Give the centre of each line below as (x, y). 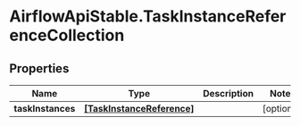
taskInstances (45, 109)
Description (229, 93)
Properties (39, 68)
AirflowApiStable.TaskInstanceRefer (148, 17)
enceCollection (67, 35)
